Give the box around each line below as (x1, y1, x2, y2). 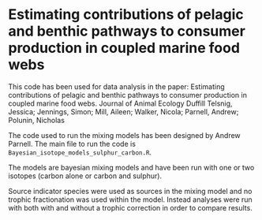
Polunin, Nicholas (8, 115, 65, 125)
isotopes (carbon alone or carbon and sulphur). (8, 171, 163, 181)
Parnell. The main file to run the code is (8, 139, 137, 148)
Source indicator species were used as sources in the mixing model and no (8, 186, 253, 196)
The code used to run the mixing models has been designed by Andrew (8, 130, 241, 140)
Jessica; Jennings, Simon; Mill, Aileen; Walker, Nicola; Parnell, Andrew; (8, 106, 239, 116)
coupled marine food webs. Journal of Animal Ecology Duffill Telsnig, (8, 99, 233, 108)
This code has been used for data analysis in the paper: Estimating (8, 81, 225, 91)
